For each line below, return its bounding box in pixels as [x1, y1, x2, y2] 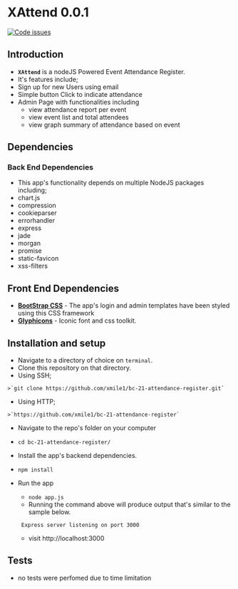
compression [17, 201, 57, 210]
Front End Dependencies [7, 282, 120, 294]
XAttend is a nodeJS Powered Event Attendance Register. [17, 67, 185, 75]
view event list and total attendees [28, 113, 130, 121]
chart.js [17, 194, 41, 202]
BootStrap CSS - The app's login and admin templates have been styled [17, 301, 230, 310]
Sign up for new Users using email [17, 83, 119, 91]
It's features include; [17, 75, 78, 83]
